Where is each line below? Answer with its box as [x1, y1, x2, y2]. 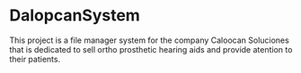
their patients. [9, 53, 61, 64]
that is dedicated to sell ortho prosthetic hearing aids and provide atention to [9, 44, 293, 54]
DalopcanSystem [9, 5, 141, 26]
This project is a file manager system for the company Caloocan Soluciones [9, 35, 289, 45]
